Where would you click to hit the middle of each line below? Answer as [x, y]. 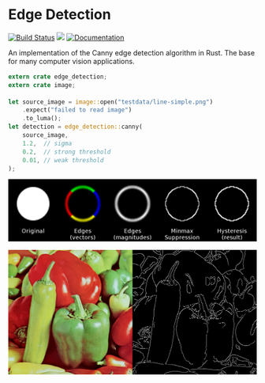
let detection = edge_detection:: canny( [76, 127]
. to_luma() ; [42, 119]
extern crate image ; [42, 85]
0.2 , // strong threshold [67, 152]
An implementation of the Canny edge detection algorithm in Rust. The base [131, 52]
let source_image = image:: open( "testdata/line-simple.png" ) [111, 102]
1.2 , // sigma [47, 143]
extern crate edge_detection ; [58, 77]
